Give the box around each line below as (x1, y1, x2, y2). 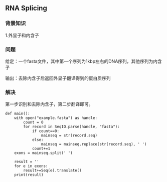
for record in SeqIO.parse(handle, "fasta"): (23, 124, 120, 129)
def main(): (5, 111, 30, 116)
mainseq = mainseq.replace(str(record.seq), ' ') (41, 142, 147, 147)
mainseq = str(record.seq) (41, 133, 98, 138)
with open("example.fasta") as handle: (14, 115, 98, 120)
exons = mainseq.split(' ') (14, 150, 73, 155)
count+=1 (32, 146, 51, 151)
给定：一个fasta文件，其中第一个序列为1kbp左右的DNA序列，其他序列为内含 (5, 58, 162, 64)
